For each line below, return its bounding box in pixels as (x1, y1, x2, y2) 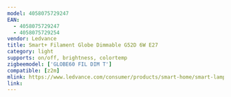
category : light (7, 48, 54, 55)
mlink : (7, 73, 26, 81)
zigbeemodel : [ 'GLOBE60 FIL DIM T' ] (7, 61, 112, 68)
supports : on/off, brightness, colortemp (7, 55, 128, 61)
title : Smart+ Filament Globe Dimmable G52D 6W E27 (7, 42, 158, 48)
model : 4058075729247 (7, 10, 69, 17)
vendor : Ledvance (7, 36, 57, 42)
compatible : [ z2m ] (7, 67, 60, 74)
